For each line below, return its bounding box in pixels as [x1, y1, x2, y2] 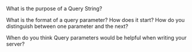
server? [6, 41, 25, 47]
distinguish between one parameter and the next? [6, 23, 128, 30]
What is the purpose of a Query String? [6, 5, 103, 12]
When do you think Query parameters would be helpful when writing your [6, 34, 187, 41]
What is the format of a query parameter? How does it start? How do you [6, 17, 185, 23]
